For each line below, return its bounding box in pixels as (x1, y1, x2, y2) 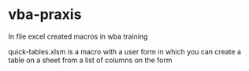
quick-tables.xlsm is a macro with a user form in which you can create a (8, 47, 242, 56)
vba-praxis (8, 6, 82, 24)
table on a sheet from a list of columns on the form (8, 55, 173, 65)
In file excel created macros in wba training (8, 32, 148, 41)
